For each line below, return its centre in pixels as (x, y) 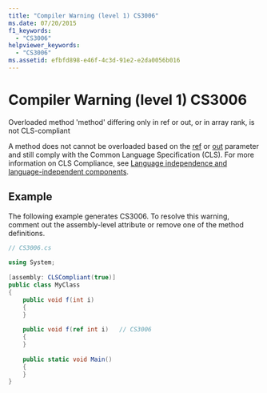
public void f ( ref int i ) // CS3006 (87, 330)
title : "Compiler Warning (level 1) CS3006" (84, 16)
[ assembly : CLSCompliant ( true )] (62, 278)
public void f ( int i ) (58, 300)
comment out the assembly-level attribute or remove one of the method (126, 224)
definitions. (27, 233)
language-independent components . (69, 171)
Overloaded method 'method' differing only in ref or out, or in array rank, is (132, 122)
